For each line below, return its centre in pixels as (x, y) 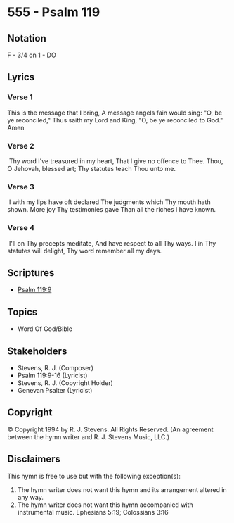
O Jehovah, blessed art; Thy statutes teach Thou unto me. (91, 168)
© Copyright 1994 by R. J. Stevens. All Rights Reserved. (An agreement (110, 429)
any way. (30, 497)
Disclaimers (34, 459)
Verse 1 (20, 97)
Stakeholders (37, 351)
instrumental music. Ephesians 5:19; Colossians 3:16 (93, 512)
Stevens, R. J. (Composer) (55, 368)
